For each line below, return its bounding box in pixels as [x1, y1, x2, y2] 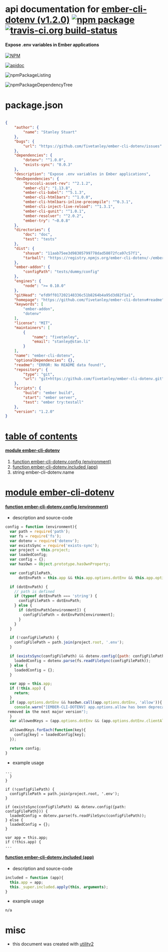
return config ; [9, 746, 41, 751]
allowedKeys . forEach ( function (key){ [9, 728, 86, 733]
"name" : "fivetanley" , [31, 335, 79, 340]
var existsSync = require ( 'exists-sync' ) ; [9, 543, 99, 548]
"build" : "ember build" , [23, 391, 75, 396]
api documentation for [5, 4, 100, 15]
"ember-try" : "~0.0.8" [23, 218, 70, 223]
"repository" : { [14, 367, 48, 372]
